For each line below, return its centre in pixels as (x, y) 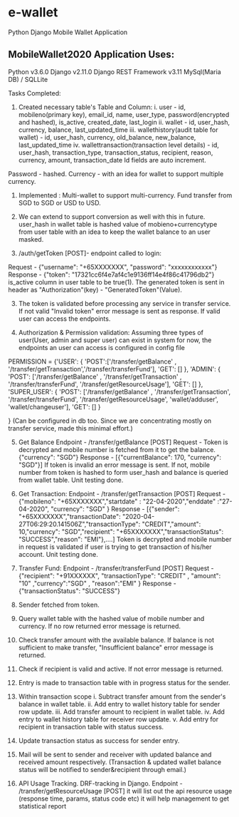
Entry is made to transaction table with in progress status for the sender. (124, 682)
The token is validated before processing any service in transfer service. (124, 303)
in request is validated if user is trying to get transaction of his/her (115, 547)
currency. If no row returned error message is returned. (99, 626)
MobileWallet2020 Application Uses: (91, 55)
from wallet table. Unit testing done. (71, 480)
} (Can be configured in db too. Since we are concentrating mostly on (110, 421)
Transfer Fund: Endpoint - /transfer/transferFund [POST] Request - (116, 568)
